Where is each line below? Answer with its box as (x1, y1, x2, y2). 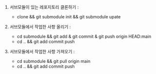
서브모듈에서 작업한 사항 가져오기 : (9, 49, 75, 54)
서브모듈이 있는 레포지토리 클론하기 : (9, 4, 79, 10)
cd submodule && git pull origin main (17, 59, 91, 64)
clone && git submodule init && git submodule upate (17, 14, 121, 19)
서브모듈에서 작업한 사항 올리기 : (9, 24, 71, 30)
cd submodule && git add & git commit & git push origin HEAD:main (17, 33, 152, 39)
